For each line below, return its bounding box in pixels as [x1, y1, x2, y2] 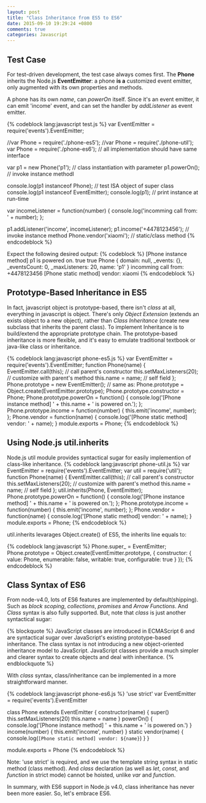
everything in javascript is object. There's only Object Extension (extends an [7, 310, 199, 317]
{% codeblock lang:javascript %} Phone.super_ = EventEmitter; [7, 543, 167, 550]
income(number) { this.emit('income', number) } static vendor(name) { [7, 728, 184, 736]
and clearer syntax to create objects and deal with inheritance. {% [7, 654, 174, 661]
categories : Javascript [7, 32, 68, 38]
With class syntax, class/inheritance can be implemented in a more [7, 672, 177, 679]
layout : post [7, 9, 40, 15]
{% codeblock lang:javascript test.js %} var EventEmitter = [7, 120, 155, 127]
